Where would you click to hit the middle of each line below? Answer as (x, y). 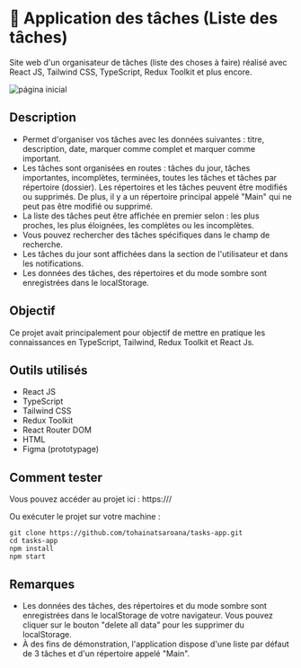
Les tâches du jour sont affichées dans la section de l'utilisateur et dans (155, 254)
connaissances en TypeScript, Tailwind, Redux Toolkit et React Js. (132, 342)
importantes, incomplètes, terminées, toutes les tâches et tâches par (149, 177)
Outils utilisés (49, 370)
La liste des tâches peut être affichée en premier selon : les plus (141, 216)
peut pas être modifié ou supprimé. (88, 206)
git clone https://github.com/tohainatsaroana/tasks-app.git (126, 533)
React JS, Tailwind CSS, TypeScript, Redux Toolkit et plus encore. (131, 72)
